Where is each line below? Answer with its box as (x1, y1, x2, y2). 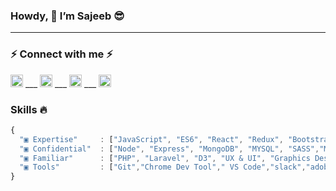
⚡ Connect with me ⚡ (10, 47, 113, 61)
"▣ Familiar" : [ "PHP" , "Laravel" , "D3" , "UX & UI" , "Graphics (19, 153, 311, 163)
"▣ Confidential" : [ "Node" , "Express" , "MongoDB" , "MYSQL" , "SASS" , (19, 144, 320, 154)
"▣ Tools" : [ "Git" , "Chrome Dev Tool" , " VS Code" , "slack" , (19, 162, 307, 173)
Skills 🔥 (10, 102, 48, 116)
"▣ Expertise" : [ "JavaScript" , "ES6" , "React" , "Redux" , (19, 134, 284, 144)
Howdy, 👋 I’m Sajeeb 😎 (10, 9, 125, 23)
